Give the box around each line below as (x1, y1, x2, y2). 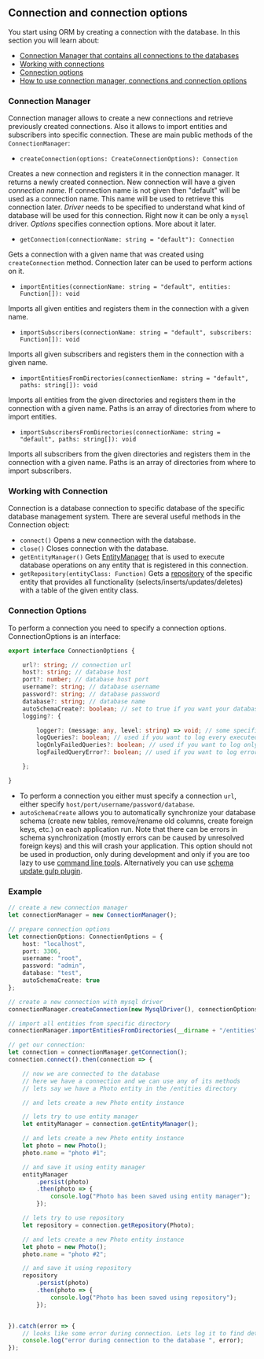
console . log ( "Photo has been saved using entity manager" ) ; (49, 1192, 251, 1201)
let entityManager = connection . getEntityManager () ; (22, 1121, 199, 1128)
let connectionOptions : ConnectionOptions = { (8, 932, 163, 940)
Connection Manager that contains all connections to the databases (19, 50, 240, 60)
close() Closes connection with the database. (19, 544, 169, 553)
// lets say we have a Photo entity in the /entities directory (22, 1084, 237, 1092)
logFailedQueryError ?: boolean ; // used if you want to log (36, 748, 237, 756)
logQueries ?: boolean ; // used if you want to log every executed (36, 733, 258, 742)
